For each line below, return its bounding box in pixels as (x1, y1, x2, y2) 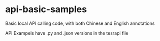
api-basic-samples (5, 4, 87, 15)
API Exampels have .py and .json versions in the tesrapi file (5, 30, 129, 36)
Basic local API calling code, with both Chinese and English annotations (5, 20, 155, 26)
